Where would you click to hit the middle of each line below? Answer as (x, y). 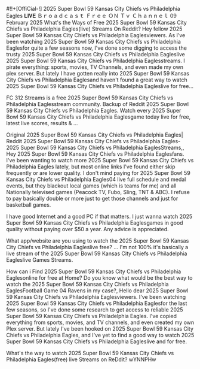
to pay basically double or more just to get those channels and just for (92, 198)
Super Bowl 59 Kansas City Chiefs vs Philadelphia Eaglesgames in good (95, 223)
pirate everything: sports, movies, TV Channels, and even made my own (95, 67)
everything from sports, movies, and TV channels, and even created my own (100, 322)
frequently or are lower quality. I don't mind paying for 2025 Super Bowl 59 (99, 173)
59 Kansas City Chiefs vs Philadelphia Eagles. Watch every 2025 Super (94, 111)
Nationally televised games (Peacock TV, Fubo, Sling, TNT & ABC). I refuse (98, 192)
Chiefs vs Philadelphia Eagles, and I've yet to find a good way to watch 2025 (100, 335)
